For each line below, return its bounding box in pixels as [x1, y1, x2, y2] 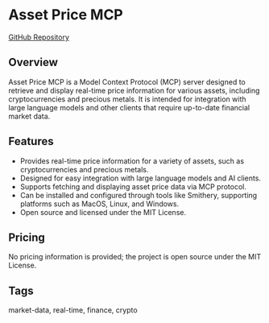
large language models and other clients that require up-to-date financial [8, 102, 250, 112]
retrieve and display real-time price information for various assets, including [8, 85, 260, 95]
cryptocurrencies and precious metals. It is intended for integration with [8, 94, 246, 104]
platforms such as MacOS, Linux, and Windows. [19, 199, 180, 209]
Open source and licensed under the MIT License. [19, 207, 187, 217]
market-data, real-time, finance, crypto [8, 305, 139, 315]
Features [8, 135, 54, 148]
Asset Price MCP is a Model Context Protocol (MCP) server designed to [8, 77, 246, 86]
